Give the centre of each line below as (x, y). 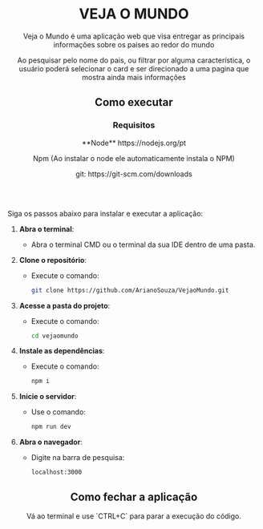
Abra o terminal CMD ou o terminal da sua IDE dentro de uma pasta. (143, 244)
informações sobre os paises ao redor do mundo (134, 44)
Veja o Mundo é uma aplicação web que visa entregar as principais (134, 36)
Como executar (134, 102)
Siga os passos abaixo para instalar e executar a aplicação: (105, 213)
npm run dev (51, 427)
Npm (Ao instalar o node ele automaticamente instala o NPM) (134, 158)
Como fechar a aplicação (134, 497)
